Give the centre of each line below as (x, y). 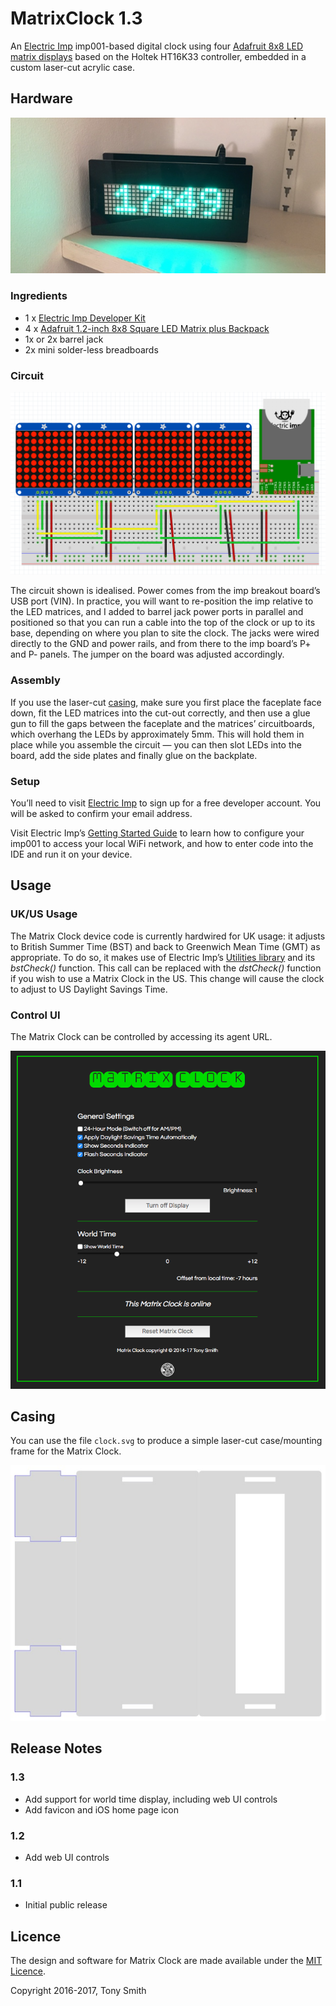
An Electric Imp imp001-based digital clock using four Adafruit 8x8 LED (157, 46)
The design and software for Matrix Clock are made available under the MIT (166, 1961)
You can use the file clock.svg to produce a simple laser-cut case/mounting (166, 1441)
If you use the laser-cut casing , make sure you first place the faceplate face (166, 702)
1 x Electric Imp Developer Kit (85, 318)
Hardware (41, 98)
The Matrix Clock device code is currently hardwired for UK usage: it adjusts (168, 936)
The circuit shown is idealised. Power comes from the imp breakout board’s (165, 591)
